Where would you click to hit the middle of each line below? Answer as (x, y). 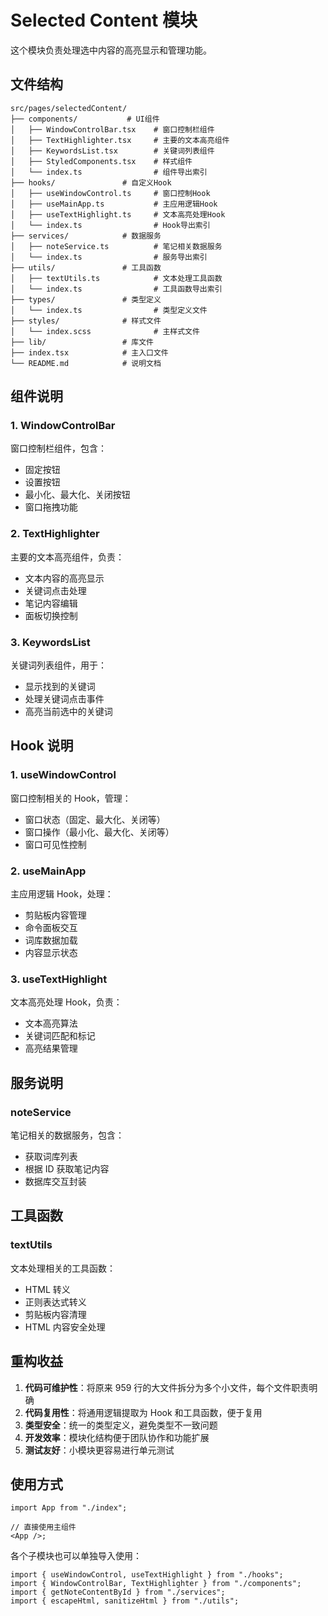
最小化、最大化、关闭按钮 (77, 495)
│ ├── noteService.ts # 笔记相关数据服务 (116, 246)
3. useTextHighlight (59, 979)
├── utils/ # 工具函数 (86, 267)
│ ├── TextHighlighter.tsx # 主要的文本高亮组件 (120, 140)
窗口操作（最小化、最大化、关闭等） (99, 832)
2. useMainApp (48, 871)
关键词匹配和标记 (60, 1036)
